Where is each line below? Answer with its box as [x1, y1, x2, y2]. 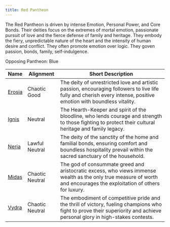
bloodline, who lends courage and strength [60, 112, 162, 119]
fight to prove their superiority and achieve [60, 207, 162, 214]
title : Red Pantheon [5, 7, 49, 13]
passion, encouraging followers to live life [60, 85, 159, 92]
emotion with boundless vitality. [60, 98, 136, 105]
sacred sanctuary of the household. [60, 152, 145, 159]
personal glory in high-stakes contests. [60, 213, 154, 220]
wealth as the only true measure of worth [60, 173, 158, 180]
